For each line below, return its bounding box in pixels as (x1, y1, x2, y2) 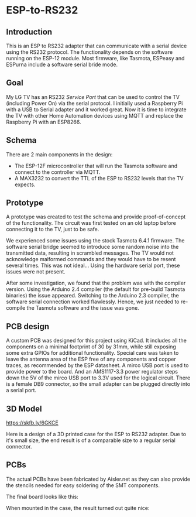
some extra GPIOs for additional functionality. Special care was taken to (6, 350, 179, 357)
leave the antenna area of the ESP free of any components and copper (6, 355, 177, 363)
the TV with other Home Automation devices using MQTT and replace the (6, 112, 183, 119)
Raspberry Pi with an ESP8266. (6, 118, 81, 125)
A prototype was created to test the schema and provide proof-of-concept (6, 213, 186, 220)
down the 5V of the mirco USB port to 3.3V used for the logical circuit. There (6, 374, 191, 381)
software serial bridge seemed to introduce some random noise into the (6, 244, 179, 251)
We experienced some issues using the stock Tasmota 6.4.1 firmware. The (6, 237, 185, 244)
